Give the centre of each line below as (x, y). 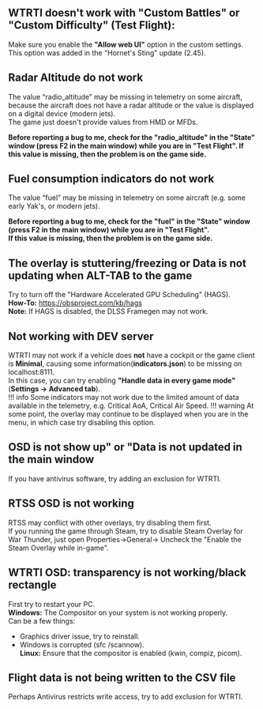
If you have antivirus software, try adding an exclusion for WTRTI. (115, 478)
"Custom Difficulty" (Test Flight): (92, 26)
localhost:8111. (32, 372)
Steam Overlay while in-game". (58, 548)
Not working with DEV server (81, 336)
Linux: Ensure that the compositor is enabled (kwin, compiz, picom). (131, 653)
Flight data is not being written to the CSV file (122, 678)
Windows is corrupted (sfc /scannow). (82, 644)
